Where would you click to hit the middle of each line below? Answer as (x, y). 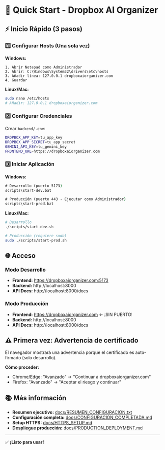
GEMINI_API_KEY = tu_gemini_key (36, 147)
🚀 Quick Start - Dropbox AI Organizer (82, 10)
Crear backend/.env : (25, 128)
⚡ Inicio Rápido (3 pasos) (44, 29)
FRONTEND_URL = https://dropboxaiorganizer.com (52, 151)
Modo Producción (27, 304)
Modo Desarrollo (25, 270)
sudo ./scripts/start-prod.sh (36, 240)
